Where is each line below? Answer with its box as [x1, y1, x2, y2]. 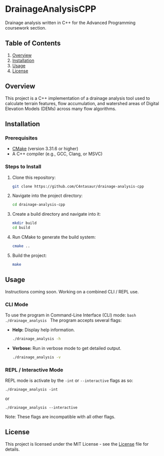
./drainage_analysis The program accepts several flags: [5, 317, 122, 323]
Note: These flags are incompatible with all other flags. [5, 414, 116, 420]
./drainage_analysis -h [12, 336, 61, 341]
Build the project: [12, 252, 47, 258]
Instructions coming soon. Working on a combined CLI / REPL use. [5, 288, 139, 294]
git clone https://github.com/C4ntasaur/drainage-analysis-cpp [12, 184, 144, 189]
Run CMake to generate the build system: [12, 234, 96, 240]
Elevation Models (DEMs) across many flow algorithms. [5, 106, 117, 112]
